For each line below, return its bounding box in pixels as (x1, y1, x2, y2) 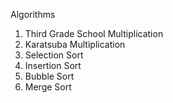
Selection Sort (24, 49, 84, 61)
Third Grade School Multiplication (24, 28, 164, 39)
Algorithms (10, 9, 56, 20)
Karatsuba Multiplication (24, 39, 126, 50)
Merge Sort (24, 81, 72, 93)
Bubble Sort (24, 70, 75, 82)
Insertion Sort (24, 60, 82, 71)
